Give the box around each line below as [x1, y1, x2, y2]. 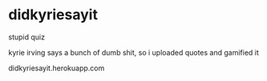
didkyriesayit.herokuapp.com [8, 63, 105, 73]
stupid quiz [8, 32, 46, 42]
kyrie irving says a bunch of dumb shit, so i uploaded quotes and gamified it [8, 47, 259, 57]
